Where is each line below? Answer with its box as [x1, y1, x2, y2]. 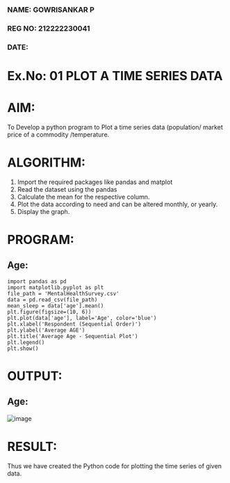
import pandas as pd [7, 277, 67, 285]
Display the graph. [17, 207, 70, 215]
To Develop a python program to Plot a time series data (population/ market [7, 123, 224, 131]
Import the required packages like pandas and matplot [17, 178, 173, 186]
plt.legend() [7, 339, 45, 346]
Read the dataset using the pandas [17, 185, 117, 193]
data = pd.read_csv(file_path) [7, 296, 98, 303]
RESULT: [7, 439, 58, 454]
